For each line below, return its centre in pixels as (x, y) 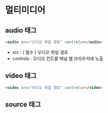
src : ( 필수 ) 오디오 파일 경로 (40, 52)
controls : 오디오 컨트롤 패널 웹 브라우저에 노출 (58, 58)
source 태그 (23, 104)
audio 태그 (21, 30)
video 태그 (21, 76)
